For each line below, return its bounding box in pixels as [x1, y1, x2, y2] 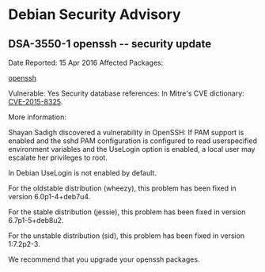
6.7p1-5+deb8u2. [8, 216, 64, 225]
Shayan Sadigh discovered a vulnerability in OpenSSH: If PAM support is [8, 128, 244, 137]
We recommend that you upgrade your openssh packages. [8, 255, 200, 264]
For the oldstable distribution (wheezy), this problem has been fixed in [8, 183, 237, 193]
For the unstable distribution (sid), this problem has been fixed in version [8, 231, 245, 240]
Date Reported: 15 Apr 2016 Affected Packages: [8, 58, 164, 67]
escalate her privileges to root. [8, 153, 108, 162]
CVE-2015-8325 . [8, 97, 63, 106]
